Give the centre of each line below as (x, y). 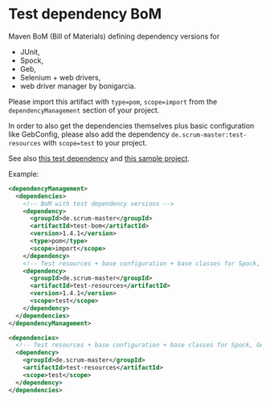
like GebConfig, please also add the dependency (89, 134)
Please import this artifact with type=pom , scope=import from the (113, 101)
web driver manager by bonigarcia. (78, 86)
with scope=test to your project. (95, 142)
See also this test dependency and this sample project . (99, 158)
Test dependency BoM (85, 14)
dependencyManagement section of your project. (84, 110)
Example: (24, 174)
